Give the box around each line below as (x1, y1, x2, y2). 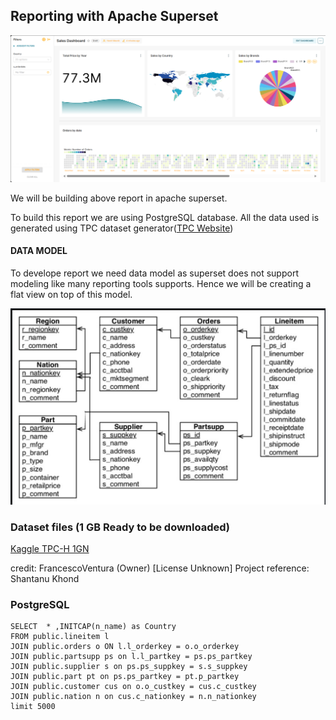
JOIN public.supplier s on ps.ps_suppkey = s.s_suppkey (10, 662, 248, 672)
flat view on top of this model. (10, 288, 133, 300)
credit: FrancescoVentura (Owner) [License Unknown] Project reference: (10, 562, 310, 574)
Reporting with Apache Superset (10, 8, 219, 25)
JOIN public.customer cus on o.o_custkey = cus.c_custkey (10, 682, 257, 692)
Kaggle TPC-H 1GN (10, 543, 90, 555)
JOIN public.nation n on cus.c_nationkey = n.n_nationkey (10, 692, 257, 702)
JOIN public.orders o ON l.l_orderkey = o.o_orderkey (10, 642, 240, 652)
